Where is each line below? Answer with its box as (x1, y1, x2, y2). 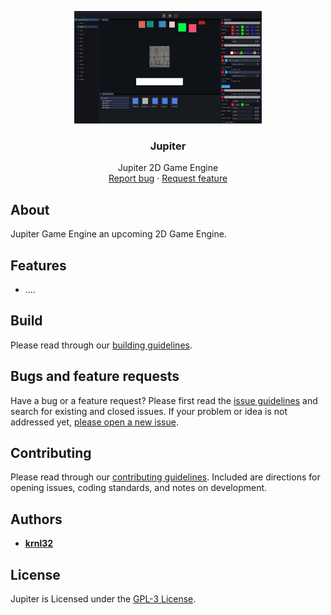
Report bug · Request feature (108, 172, 228, 185)
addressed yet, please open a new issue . (10, 416, 179, 428)
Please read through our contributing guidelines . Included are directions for (10, 471, 321, 483)
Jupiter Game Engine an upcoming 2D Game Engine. (10, 228, 227, 240)
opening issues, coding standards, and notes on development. (10, 482, 268, 494)
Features (10, 257, 67, 274)
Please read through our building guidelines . (10, 339, 193, 351)
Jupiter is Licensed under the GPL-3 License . (10, 592, 197, 605)
